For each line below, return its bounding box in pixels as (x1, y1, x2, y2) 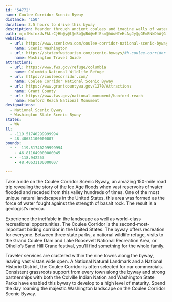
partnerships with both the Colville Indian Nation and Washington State (5, 274, 155, 281)
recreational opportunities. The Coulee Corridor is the (5, 221, 119, 227)
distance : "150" (5, 17, 40, 22)
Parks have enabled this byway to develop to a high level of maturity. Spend (5, 279, 165, 286)
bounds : (5, 141, 22, 146)
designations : (5, 103, 36, 108)
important (5, 226, 26, 232)
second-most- (119, 221, 150, 227)
